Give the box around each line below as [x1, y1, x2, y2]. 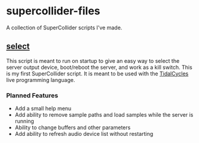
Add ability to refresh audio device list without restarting [14, 130, 154, 138]
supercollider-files [6, 4, 100, 18]
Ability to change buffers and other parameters [14, 124, 131, 131]
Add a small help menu [14, 105, 72, 112]
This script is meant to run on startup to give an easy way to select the [6, 57, 180, 64]
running [14, 118, 35, 125]
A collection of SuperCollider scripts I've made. [6, 24, 123, 31]
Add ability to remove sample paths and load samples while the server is [14, 111, 194, 118]
